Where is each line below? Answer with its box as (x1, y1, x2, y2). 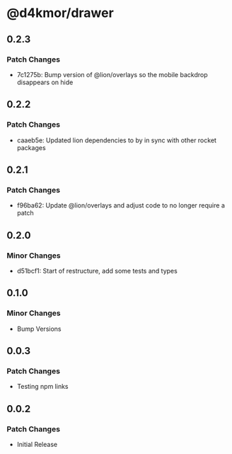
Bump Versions (16, 324, 62, 333)
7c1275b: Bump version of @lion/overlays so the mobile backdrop (16, 70, 208, 79)
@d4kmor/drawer (6, 5, 114, 21)
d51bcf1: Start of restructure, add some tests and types (16, 266, 178, 275)
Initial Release (16, 441, 58, 448)
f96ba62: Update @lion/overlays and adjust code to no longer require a (16, 201, 226, 210)
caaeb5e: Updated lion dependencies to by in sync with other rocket (16, 136, 217, 144)
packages (16, 143, 47, 152)
